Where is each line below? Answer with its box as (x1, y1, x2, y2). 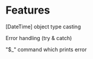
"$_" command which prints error (5, 45, 87, 53)
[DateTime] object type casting (5, 23, 81, 30)
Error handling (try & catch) (5, 34, 72, 41)
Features (5, 4, 50, 17)
